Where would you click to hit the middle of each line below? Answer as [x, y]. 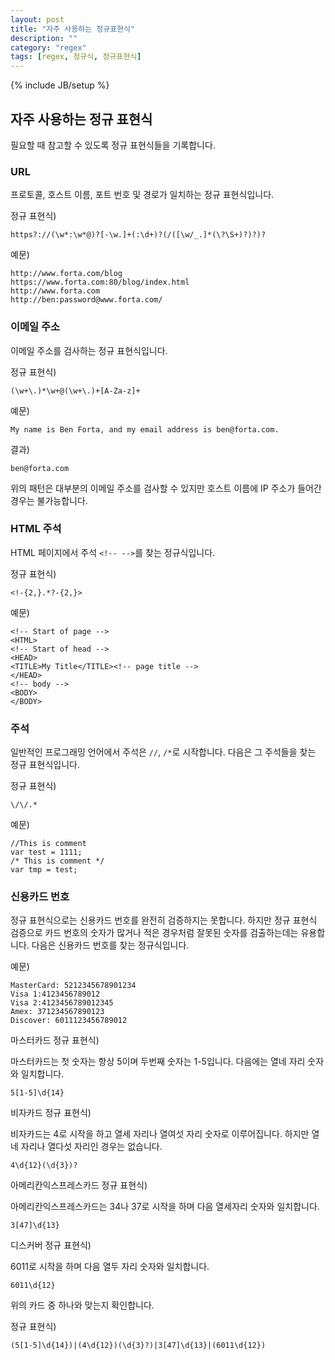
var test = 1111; [46, 852]
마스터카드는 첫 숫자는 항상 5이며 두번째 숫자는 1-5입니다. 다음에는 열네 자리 [158, 1062]
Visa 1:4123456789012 [55, 994]
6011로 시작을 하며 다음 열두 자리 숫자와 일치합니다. [110, 1267]
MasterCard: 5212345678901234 [73, 986]
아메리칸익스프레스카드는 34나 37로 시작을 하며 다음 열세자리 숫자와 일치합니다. [165, 1207]
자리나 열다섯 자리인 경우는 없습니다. [91, 1147]
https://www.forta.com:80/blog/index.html [100, 282]
